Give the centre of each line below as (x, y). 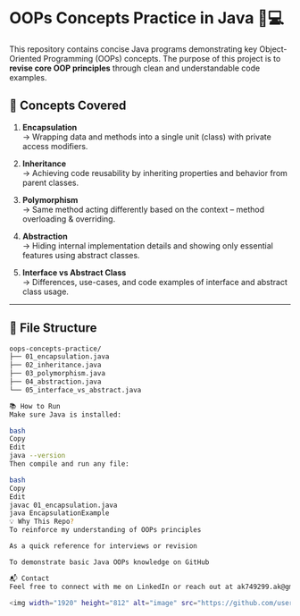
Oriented (25, 58)
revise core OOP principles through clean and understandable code (135, 68)
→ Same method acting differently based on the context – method (143, 209)
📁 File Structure (53, 328)
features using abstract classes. (81, 255)
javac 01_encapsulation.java (63, 505)
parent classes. (50, 182)
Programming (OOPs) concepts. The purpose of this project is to (162, 58)
